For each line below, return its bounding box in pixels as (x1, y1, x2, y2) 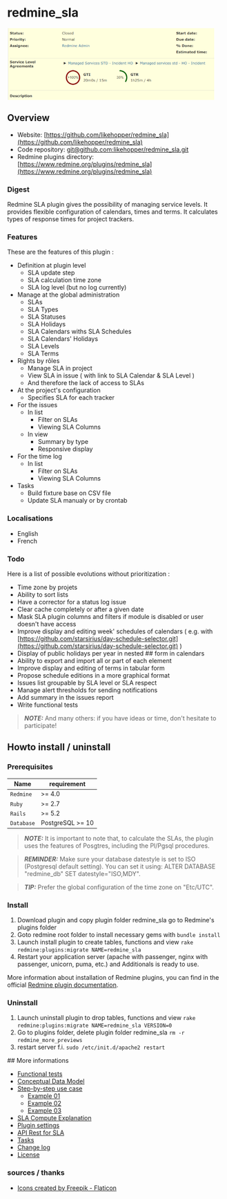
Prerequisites (7, 762, 53, 772)
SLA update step (27, 268, 75, 277)
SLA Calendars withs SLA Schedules (27, 327, 132, 336)
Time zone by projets (17, 583, 78, 591)
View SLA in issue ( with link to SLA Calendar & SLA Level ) (27, 371, 195, 380)
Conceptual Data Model (17, 1077, 85, 1086)
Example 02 (27, 1099, 62, 1108)
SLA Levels (27, 342, 60, 351)
